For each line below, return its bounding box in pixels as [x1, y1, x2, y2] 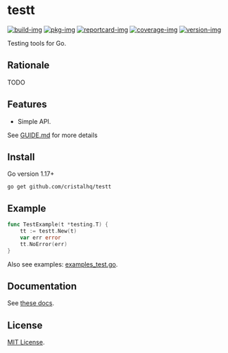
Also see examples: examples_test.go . [7, 259, 118, 269]
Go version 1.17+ [7, 169, 55, 178]
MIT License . [7, 338, 45, 347]
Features [7, 98, 47, 110]
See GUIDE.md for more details [7, 131, 98, 139]
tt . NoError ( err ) [20, 240, 68, 248]
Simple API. [17, 117, 51, 125]
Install [7, 150, 35, 163]
